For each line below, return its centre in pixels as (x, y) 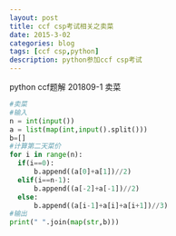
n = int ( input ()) (42, 121)
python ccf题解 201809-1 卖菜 (65, 87)
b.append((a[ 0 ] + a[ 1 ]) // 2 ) (82, 172)
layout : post (34, 18)
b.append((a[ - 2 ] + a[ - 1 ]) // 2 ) (87, 188)
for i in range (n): (46, 155)
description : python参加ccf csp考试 (76, 60)
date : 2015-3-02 (40, 34)
